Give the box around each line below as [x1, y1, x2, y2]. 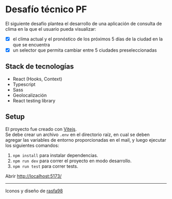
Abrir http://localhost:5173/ [5, 173, 62, 179]
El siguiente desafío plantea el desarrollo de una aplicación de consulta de [5, 20, 162, 27]
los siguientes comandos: [5, 142, 59, 148]
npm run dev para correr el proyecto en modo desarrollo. [12, 158, 132, 164]
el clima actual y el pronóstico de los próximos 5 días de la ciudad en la [12, 36, 163, 42]
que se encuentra [12, 42, 50, 48]
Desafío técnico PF [5, 4, 87, 15]
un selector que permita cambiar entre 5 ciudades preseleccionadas [12, 47, 157, 53]
